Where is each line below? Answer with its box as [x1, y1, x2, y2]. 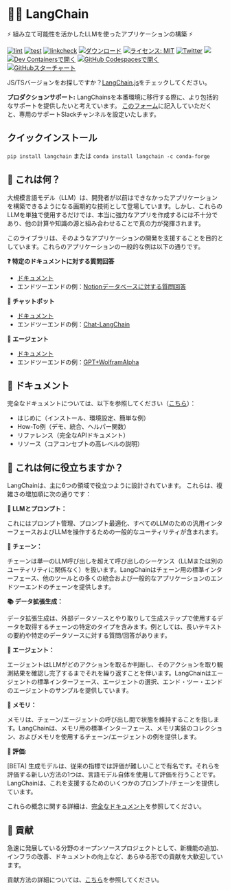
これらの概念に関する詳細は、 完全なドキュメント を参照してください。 [7, 802, 206, 810]
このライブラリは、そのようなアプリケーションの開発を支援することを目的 [7, 234, 218, 242]
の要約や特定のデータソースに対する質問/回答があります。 [7, 632, 171, 640]
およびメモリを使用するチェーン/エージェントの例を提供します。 [19, 733, 200, 741]
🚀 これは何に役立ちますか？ [7, 462, 124, 474]
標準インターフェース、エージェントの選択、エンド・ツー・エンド [36, 678, 223, 686]
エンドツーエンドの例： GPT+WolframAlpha [16, 357, 139, 366]
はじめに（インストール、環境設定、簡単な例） [16, 414, 150, 422]
